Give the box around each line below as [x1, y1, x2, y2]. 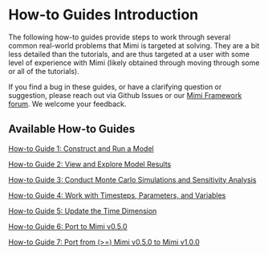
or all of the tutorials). [8, 66, 79, 76]
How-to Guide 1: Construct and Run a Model [8, 143, 154, 154]
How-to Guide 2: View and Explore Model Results [8, 159, 172, 169]
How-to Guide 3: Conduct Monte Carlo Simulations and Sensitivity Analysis [8, 174, 257, 184]
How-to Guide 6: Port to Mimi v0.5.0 [8, 221, 128, 231]
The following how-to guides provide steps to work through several [8, 32, 231, 42]
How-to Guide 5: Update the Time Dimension [8, 206, 157, 215]
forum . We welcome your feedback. [8, 99, 127, 109]
